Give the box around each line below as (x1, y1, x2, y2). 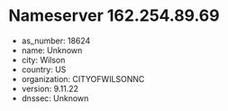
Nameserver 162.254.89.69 (8, 5, 220, 26)
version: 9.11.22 (21, 83, 78, 94)
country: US (21, 64, 67, 75)
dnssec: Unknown (21, 92, 89, 104)
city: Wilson (21, 54, 66, 65)
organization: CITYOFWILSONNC (21, 73, 145, 84)
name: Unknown (21, 44, 83, 55)
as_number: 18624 (21, 35, 91, 46)
